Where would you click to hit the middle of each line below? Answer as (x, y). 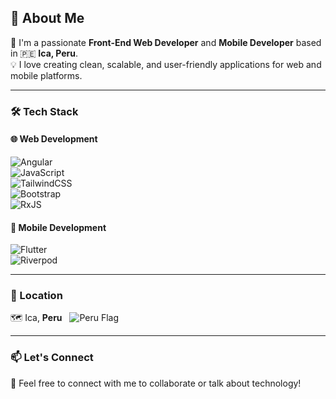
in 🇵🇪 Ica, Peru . (44, 53)
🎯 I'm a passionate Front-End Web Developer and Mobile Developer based (166, 42)
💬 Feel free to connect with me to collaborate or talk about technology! (156, 383)
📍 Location (36, 296)
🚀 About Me (47, 18)
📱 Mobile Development (58, 227)
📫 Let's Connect (52, 358)
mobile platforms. (46, 75)
